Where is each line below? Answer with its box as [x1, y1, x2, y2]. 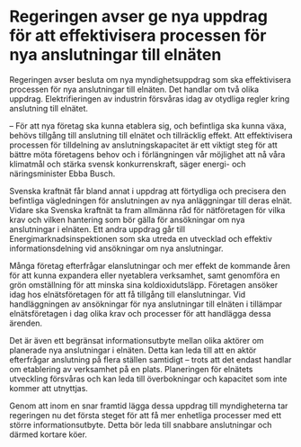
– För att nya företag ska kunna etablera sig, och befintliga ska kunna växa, [9, 120, 287, 131]
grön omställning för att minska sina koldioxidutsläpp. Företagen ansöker [9, 279, 279, 290]
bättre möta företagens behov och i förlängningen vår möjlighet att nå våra [9, 148, 286, 159]
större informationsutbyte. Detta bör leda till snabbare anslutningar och [9, 419, 272, 430]
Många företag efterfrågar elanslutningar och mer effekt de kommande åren [9, 260, 290, 271]
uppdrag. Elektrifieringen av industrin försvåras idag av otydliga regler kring [9, 93, 290, 104]
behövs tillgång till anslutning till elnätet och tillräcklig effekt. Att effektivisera [9, 130, 293, 140]
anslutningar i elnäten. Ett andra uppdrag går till [9, 223, 186, 235]
